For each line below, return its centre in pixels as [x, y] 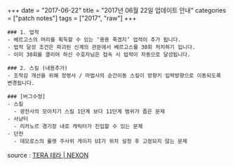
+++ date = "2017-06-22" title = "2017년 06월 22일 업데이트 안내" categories [117, 10]
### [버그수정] [26, 97]
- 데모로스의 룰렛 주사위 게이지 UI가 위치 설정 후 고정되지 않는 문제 [100, 141]
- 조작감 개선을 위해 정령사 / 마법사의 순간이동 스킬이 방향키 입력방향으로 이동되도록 [114, 76]
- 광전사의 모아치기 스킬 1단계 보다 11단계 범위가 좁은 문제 [89, 111]
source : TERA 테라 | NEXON [48, 155]
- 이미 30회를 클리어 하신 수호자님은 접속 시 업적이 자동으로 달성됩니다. [99, 55]
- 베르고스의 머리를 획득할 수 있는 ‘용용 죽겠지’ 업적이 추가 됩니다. [94, 40]
